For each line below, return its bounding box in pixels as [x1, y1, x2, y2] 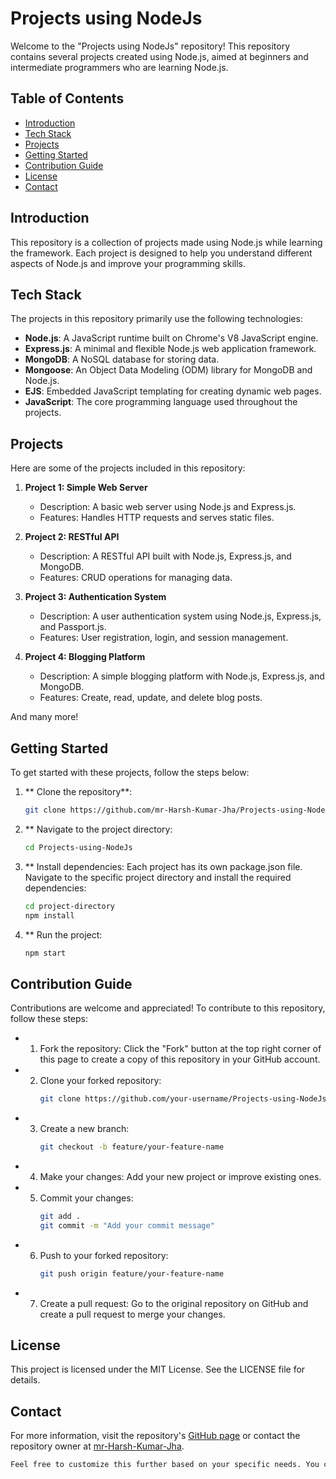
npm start [24, 948, 67, 958]
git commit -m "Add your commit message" [39, 1220, 215, 1231]
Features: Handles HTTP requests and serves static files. [39, 512, 275, 524]
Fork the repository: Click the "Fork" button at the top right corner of [39, 1043, 322, 1055]
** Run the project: [24, 928, 103, 941]
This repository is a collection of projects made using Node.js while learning [10, 236, 323, 248]
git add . [39, 1211, 82, 1221]
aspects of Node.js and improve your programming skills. [10, 257, 246, 269]
